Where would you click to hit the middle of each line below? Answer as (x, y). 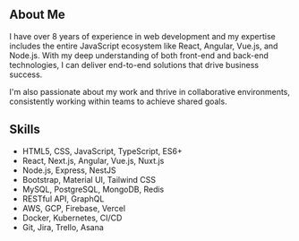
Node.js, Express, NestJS (69, 170)
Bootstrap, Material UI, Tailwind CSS (89, 179)
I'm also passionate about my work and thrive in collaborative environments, (150, 91)
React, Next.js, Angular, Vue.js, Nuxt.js (93, 160)
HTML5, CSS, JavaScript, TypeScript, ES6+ (103, 151)
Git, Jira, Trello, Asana (63, 227)
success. (26, 74)
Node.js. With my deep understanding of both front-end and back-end (139, 55)
